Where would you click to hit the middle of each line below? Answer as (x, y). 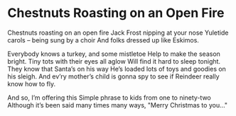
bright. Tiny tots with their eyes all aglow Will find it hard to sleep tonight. (114, 61)
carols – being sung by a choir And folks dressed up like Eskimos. (103, 40)
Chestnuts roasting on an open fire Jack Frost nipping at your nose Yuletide (118, 33)
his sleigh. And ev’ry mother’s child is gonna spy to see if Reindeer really (113, 76)
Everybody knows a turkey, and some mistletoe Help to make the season (114, 54)
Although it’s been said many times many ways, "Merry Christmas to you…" (118, 105)
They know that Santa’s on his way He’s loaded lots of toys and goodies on (117, 69)
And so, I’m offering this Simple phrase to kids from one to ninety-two (109, 98)
